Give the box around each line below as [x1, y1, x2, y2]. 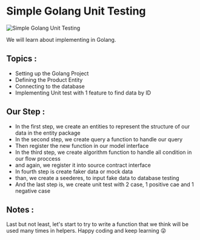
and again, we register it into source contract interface [15, 161, 152, 168]
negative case [15, 187, 50, 195]
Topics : [6, 53, 38, 64]
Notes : [6, 204, 35, 215]
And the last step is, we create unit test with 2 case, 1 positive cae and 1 [15, 181, 194, 188]
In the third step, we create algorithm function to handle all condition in [15, 148, 192, 156]
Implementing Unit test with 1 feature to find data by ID [15, 89, 152, 96]
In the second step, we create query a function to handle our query [15, 135, 183, 143]
